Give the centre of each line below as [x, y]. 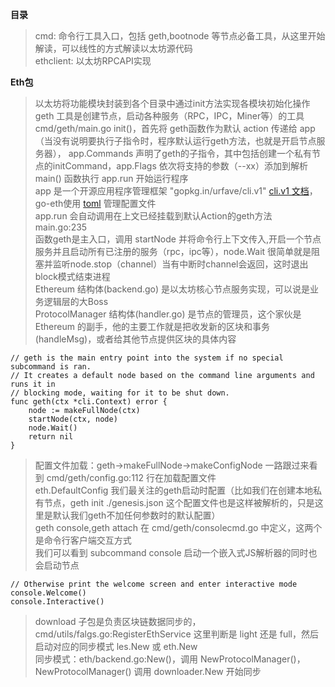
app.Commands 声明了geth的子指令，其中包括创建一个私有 [190, 153]
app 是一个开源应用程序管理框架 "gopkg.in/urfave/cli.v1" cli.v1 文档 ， [176, 191]
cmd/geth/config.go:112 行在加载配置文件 [131, 477]
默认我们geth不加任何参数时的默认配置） [136, 515]
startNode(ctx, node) [73, 419]
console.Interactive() [57, 602]
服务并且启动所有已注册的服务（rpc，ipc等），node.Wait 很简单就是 [173, 251]
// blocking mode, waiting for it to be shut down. [120, 393]
